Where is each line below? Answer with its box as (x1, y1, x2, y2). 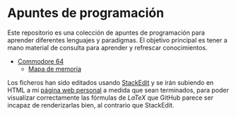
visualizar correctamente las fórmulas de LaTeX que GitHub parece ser (7, 93, 214, 102)
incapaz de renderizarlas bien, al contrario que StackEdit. (7, 100, 175, 109)
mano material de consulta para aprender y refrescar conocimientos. (7, 43, 208, 52)
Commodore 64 (17, 57, 64, 65)
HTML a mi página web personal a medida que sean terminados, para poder (7, 86, 230, 94)
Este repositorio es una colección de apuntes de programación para (7, 28, 205, 37)
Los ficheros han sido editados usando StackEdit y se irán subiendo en (7, 78, 214, 86)
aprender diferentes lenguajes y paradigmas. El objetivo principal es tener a (7, 35, 228, 44)
